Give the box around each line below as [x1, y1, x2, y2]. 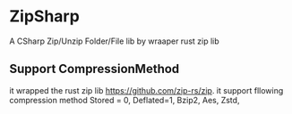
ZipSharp [9, 6, 81, 27]
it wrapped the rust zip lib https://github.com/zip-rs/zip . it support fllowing [9, 85, 284, 95]
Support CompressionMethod [9, 61, 180, 77]
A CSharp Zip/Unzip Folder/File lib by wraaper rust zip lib [9, 36, 219, 46]
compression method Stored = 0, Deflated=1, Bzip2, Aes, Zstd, [9, 94, 240, 105]
